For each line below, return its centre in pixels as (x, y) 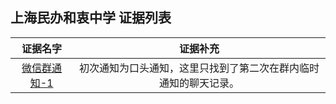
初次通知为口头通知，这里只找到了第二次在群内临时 (199, 68)
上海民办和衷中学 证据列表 (91, 18)
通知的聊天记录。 (199, 83)
